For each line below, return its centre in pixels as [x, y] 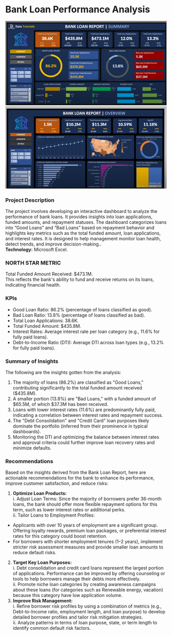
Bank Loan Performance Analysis [78, 10]
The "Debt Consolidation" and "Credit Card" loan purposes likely [81, 420]
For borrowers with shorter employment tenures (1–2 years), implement [88, 542]
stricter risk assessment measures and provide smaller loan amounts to [88, 547]
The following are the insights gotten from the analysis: [63, 372]
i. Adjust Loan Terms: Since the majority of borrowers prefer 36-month [87, 499]
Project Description [30, 200]
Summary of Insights [32, 361]
